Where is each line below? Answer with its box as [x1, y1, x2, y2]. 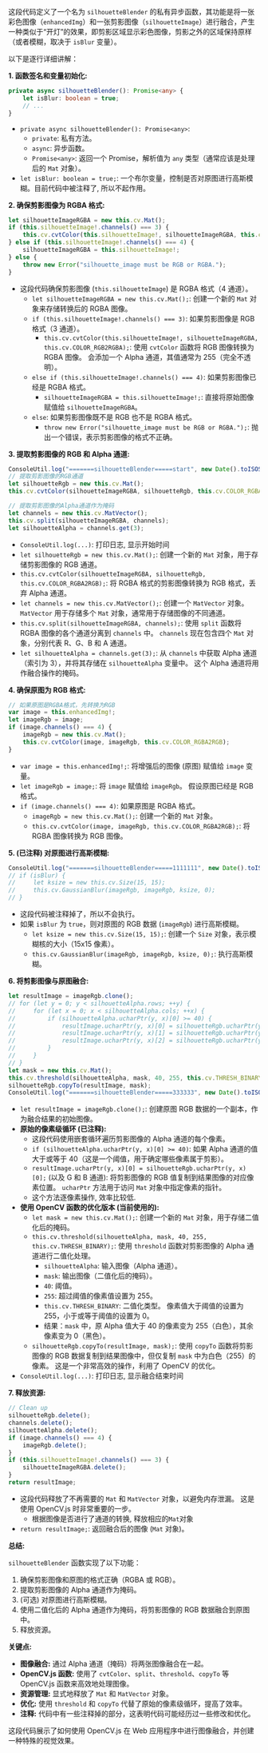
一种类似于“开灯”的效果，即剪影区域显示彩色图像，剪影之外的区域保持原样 [8, 27, 253, 36]
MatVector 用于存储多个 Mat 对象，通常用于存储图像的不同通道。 [19, 608, 230, 617]
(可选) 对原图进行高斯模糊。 [19, 1595, 112, 1604]
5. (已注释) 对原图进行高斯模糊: [8, 848, 110, 857]
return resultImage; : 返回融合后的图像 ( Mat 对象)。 [19, 1523, 189, 1533]
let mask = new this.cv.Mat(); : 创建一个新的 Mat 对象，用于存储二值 [31, 1212, 259, 1222]
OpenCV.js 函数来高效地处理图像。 [19, 1679, 134, 1688]
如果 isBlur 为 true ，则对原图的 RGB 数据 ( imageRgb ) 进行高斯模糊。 [19, 919, 244, 928]
